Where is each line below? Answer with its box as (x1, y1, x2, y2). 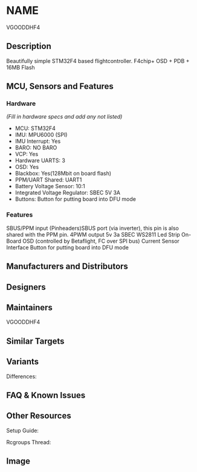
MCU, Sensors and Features (6, 81, 114, 91)
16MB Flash (6, 64, 35, 71)
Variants (6, 356, 39, 367)
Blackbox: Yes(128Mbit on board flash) (15, 170, 112, 177)
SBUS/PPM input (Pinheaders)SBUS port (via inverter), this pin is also (6, 225, 179, 232)
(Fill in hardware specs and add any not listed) (6, 113, 123, 120)
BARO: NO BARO (15, 144, 57, 151)
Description (6, 41, 51, 51)
